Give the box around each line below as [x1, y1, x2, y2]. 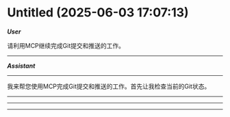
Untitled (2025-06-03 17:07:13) [7, 5, 190, 21]
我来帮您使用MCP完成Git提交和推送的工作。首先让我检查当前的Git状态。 [7, 82, 211, 90]
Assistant [7, 62, 36, 70]
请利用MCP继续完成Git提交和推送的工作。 [7, 41, 125, 49]
